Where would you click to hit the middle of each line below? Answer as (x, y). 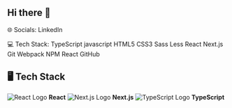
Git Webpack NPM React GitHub (53, 54)
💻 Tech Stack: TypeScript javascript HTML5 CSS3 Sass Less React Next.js (115, 44)
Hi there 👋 (29, 13)
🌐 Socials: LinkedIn (35, 29)
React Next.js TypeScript (137, 97)
